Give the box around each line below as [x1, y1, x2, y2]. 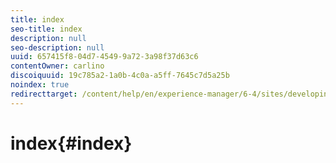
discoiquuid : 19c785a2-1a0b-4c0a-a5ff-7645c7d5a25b [10, 71, 230, 81]
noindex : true [10, 80, 70, 90]
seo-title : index [10, 24, 83, 34]
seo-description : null [10, 42, 105, 53]
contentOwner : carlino [10, 61, 105, 71]
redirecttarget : [10, 89, 78, 99]
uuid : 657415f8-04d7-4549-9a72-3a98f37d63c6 [10, 52, 199, 62]
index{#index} [10, 132, 133, 155]
